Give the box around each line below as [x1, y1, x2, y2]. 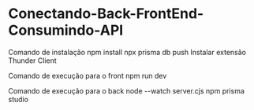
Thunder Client [8, 56, 57, 65]
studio [8, 94, 29, 104]
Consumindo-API [8, 21, 124, 39]
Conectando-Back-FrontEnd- [8, 5, 204, 23]
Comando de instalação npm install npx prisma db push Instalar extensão [8, 47, 247, 57]
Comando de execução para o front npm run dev [8, 71, 167, 80]
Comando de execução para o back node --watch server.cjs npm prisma [8, 86, 245, 95]
